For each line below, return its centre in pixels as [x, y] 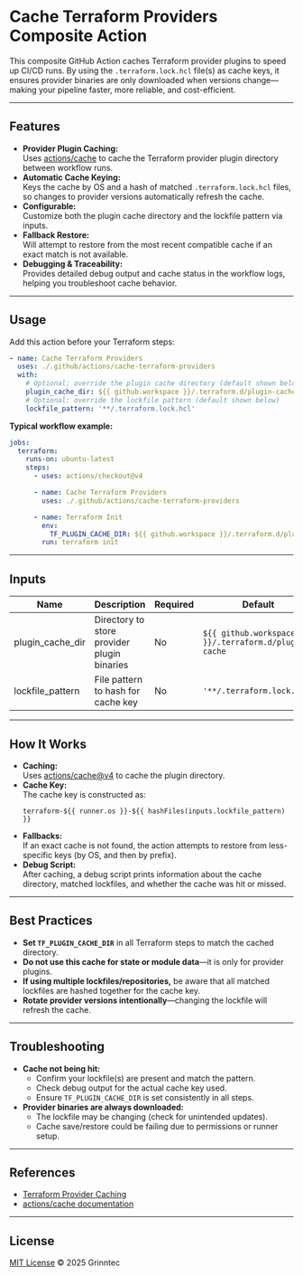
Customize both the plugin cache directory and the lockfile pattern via [152, 215]
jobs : [19, 442]
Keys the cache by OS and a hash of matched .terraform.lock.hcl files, [156, 186]
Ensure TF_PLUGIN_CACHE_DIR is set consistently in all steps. [145, 1097]
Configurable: [49, 206]
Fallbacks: [42, 836]
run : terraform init [80, 543]
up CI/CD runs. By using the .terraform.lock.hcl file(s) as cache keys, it [144, 71]
